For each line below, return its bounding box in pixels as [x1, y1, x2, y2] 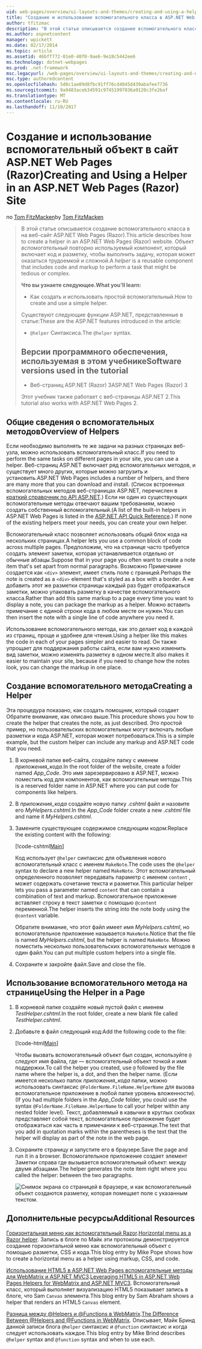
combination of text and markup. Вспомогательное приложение [14, 893, 177, 900]
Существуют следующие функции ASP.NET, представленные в [20, 311, 183, 319]
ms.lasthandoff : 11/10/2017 [6, 103, 77, 110]
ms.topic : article [6, 48, 52, 54]
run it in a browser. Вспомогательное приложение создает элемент [14, 1152, 188, 1160]
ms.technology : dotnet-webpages [6, 59, 87, 65]
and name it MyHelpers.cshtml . [14, 813, 93, 820]
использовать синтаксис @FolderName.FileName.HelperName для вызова [14, 1083, 195, 1090]
